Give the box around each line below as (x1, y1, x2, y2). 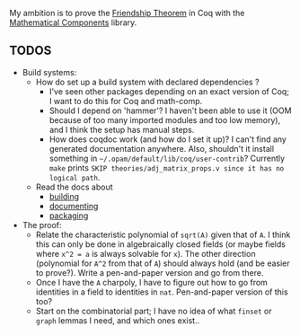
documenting (49, 200, 99, 211)
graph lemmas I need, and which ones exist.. (35, 314, 200, 326)
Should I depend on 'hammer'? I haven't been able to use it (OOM (49, 105, 292, 116)
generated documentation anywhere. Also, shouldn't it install (49, 143, 275, 154)
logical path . (49, 172, 101, 182)
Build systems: (22, 66, 77, 77)
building (49, 190, 79, 201)
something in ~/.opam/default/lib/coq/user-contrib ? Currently (49, 153, 286, 163)
